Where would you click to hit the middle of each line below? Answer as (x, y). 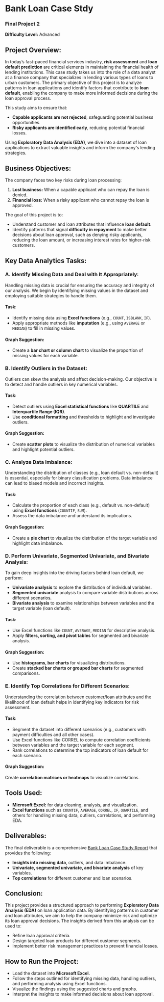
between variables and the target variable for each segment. (73, 745)
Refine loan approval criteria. (41, 936)
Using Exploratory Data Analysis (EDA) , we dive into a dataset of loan (76, 142)
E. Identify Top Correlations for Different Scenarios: (68, 686)
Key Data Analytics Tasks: (46, 261)
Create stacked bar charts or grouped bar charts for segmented (78, 668)
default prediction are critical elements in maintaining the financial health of (82, 67)
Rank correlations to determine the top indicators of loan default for (80, 750)
